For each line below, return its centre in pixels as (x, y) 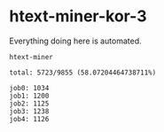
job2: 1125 (29, 104)
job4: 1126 (29, 119)
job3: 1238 (29, 111)
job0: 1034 (29, 88)
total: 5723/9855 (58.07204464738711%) (83, 73)
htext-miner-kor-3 (78, 16)
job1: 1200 (29, 96)
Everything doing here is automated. (75, 41)
